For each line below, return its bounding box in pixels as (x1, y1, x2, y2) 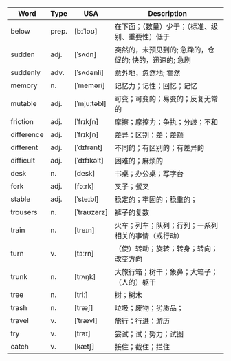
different (10, 143, 38, 152)
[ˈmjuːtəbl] (74, 99, 107, 108)
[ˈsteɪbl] (74, 194, 100, 204)
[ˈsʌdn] (74, 50, 97, 59)
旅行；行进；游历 (114, 316, 170, 326)
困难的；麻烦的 (114, 156, 164, 165)
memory (10, 81, 38, 90)
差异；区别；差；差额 (114, 130, 184, 140)
